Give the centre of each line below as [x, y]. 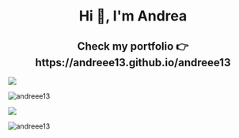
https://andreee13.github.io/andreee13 [133, 62]
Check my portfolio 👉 [133, 46]
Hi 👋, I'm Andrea [133, 16]
